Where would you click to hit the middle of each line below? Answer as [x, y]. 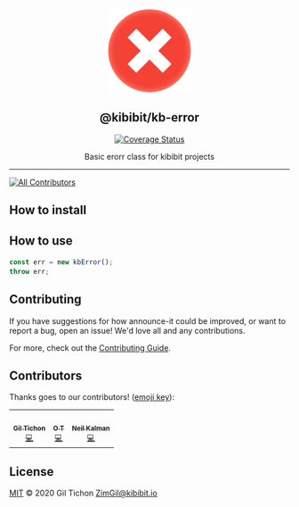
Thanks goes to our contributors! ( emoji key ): [92, 397]
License [32, 472]
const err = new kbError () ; [61, 262]
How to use [41, 241]
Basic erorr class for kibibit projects [149, 156]
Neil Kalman [91, 428]
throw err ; [29, 271]
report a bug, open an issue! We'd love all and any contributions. [128, 330]
